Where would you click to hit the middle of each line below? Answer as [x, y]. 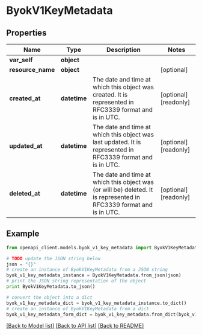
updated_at [26, 146]
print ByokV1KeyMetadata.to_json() [51, 287]
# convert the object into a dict [50, 297]
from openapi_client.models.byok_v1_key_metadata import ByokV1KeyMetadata [103, 247]
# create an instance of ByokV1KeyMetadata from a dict [78, 308]
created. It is [110, 94]
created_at [25, 98]
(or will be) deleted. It [123, 190]
